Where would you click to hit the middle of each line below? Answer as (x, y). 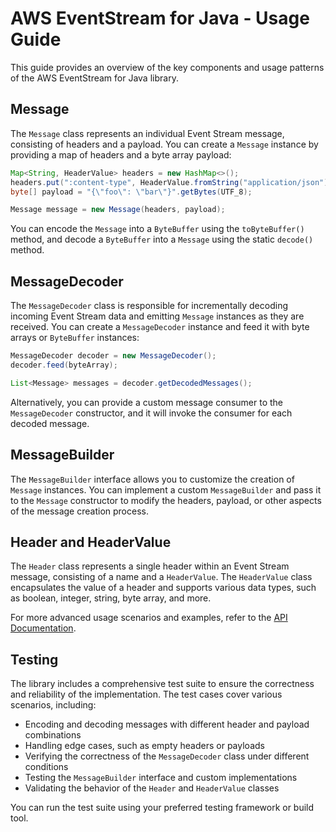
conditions (46, 767)
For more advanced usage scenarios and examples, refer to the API (149, 618)
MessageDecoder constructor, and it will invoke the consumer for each (151, 413)
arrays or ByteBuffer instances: (75, 338)
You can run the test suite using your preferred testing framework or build (162, 808)
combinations (53, 735)
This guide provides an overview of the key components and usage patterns (167, 67)
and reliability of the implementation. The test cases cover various (146, 694)
